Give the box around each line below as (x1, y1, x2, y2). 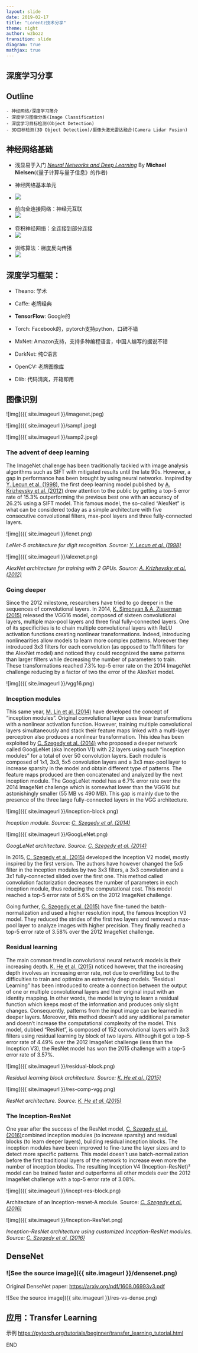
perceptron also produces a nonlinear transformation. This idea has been (6, 733, 184, 741)
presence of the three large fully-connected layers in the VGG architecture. (6, 796, 189, 803)
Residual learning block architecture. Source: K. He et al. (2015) (6, 1074, 161, 1081)
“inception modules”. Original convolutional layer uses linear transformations (6, 714, 192, 722)
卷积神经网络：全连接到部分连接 (14, 225, 93, 232)
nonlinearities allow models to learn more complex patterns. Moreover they (6, 637, 189, 644)
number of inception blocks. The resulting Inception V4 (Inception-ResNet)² (6, 1163, 191, 1170)
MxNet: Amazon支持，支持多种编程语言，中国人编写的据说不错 (14, 337, 168, 344)
